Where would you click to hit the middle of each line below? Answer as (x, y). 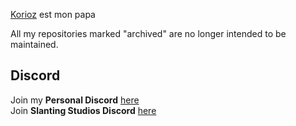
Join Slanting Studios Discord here (83, 110)
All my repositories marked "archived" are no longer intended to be (148, 33)
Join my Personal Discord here (75, 100)
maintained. (34, 44)
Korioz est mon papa (53, 14)
